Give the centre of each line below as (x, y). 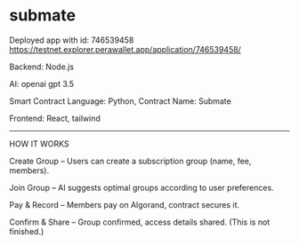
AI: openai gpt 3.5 (42, 83)
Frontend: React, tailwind (55, 118)
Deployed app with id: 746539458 (72, 40)
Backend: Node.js (41, 67)
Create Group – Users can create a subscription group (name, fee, (130, 161)
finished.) (27, 231)
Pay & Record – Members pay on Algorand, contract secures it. (125, 204)
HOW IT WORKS (39, 144)
